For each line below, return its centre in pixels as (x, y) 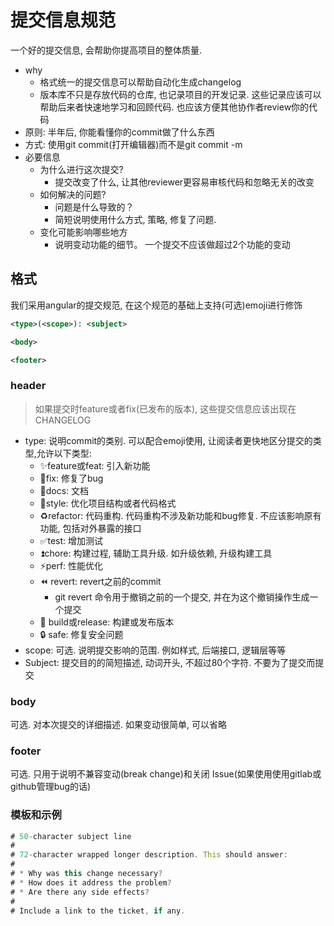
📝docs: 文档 (64, 490)
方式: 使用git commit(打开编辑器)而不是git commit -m (133, 144)
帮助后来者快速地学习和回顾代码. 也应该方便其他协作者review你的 (174, 107)
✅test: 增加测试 (71, 540)
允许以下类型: (64, 453)
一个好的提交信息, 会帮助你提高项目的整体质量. (106, 50)
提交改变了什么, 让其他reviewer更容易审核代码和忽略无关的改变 (184, 182)
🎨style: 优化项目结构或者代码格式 (108, 503)
